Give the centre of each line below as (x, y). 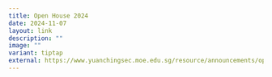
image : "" (25, 46)
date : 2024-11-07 (38, 23)
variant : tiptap (36, 53)
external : (25, 61)
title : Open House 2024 (49, 16)
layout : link (30, 30)
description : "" (36, 38)
